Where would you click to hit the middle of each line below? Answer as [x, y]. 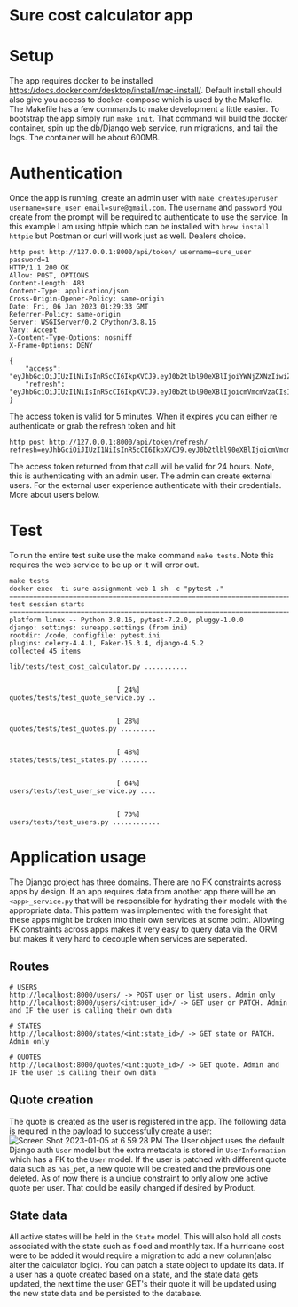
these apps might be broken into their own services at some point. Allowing [147, 919]
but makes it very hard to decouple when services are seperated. [128, 938]
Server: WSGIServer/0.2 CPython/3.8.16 [83, 322]
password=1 [29, 260]
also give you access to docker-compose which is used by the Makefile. [141, 100]
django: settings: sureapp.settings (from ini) [99, 628]
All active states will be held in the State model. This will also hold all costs [145, 1237]
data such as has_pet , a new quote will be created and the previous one [140, 1168]
